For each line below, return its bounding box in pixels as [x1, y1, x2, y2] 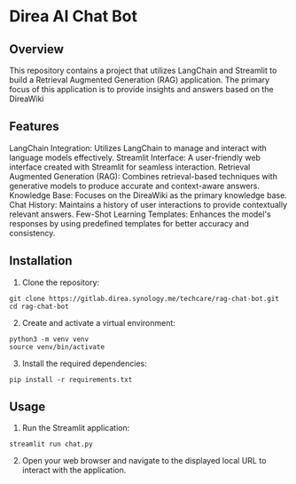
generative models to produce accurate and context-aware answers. [9, 180, 260, 191]
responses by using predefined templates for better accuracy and [9, 218, 250, 228]
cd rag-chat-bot [9, 302, 69, 311]
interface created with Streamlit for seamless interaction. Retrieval [9, 162, 251, 172]
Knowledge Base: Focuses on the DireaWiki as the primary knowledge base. [9, 189, 288, 201]
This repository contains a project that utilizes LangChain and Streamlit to [9, 65, 277, 75]
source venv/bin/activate [9, 342, 105, 352]
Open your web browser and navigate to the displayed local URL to [21, 456, 267, 466]
